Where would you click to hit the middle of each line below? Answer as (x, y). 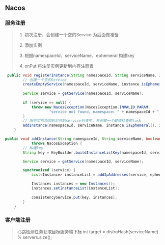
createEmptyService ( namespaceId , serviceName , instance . (82, 84)
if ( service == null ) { (47, 103)
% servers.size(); (34, 237)
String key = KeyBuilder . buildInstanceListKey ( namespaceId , (85, 152)
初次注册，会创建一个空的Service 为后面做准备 (71, 34)
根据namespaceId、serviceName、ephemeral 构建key (80, 55)
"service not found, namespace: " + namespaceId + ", (105, 112)
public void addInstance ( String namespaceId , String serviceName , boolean (83, 139)
